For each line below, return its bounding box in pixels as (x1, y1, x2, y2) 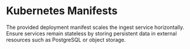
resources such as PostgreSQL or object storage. (6, 36, 126, 43)
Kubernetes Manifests (6, 4, 118, 18)
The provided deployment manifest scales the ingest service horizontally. (6, 24, 185, 31)
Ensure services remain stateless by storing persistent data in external (6, 30, 177, 37)
